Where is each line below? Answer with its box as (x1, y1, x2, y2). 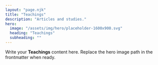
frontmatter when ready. (5, 54, 56, 60)
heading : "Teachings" (10, 30, 55, 35)
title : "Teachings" (5, 12, 46, 17)
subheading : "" (10, 35, 42, 40)
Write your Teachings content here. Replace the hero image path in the (5, 48, 153, 55)
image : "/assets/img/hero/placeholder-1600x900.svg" (10, 26, 123, 31)
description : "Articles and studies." (5, 16, 87, 21)
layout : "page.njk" (5, 7, 46, 12)
